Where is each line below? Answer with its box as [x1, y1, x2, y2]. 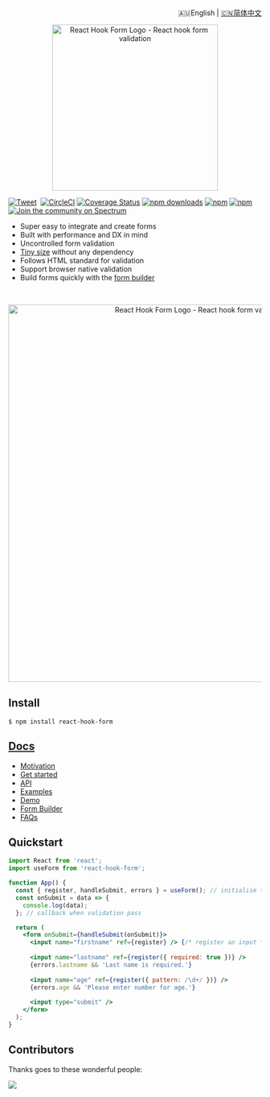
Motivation [19, 760, 56, 771]
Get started [19, 769, 58, 779]
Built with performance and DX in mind [19, 230, 149, 239]
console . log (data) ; [22, 901, 88, 909]
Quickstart [8, 836, 63, 850]
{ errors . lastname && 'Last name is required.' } [29, 961, 193, 969]
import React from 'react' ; [8, 857, 103, 865]
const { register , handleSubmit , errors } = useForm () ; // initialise [15, 887, 257, 895]
